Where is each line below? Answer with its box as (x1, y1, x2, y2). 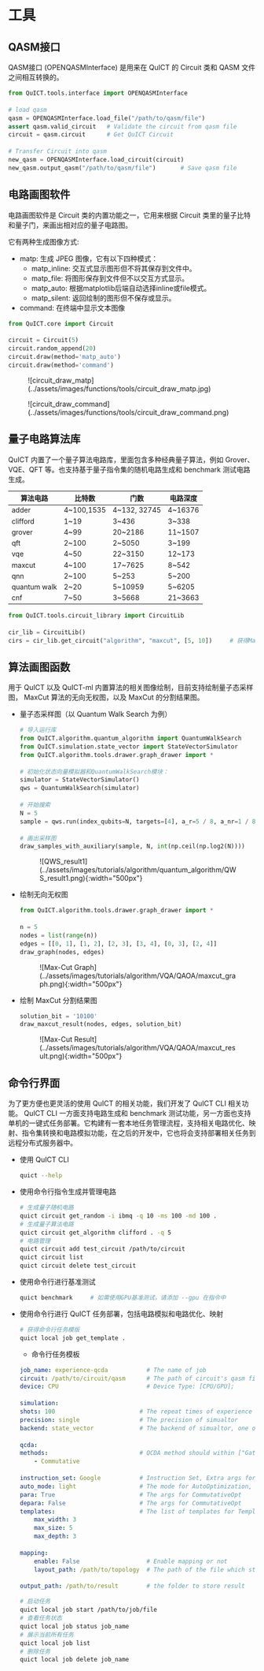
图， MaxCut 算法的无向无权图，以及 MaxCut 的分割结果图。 (8, 692, 204, 702)
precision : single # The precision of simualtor (19, 1416, 238, 1423)
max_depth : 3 (34, 1532, 77, 1541)
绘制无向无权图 (19, 890, 68, 899)
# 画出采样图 (19, 834, 57, 842)
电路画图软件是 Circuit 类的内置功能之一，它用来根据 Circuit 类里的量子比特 (8, 210, 251, 220)
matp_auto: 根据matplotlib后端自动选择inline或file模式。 (31, 283, 211, 293)
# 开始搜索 (19, 801, 51, 809)
